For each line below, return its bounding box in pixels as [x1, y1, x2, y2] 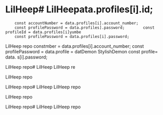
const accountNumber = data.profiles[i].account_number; [14, 21, 139, 26]
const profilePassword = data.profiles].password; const [14, 25, 155, 30]
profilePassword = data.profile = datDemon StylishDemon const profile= [5, 48, 158, 54]
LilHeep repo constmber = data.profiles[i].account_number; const [5, 43, 145, 49]
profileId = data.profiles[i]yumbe [5, 29, 81, 34]
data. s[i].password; [5, 54, 48, 60]
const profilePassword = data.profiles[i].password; [14, 34, 130, 39]
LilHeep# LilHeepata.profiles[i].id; [5, 4, 153, 15]
